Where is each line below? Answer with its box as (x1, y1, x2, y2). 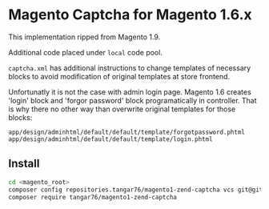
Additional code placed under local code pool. (8, 47, 163, 57)
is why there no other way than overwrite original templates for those (8, 104, 236, 114)
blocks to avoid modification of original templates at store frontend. (8, 71, 231, 81)
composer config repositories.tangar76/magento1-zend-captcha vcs (8, 186, 235, 194)
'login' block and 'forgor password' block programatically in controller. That (8, 95, 258, 105)
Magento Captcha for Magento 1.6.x (8, 6, 252, 24)
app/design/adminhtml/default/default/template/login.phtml (8, 135, 214, 143)
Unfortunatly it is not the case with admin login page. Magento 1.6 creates (8, 86, 252, 97)
